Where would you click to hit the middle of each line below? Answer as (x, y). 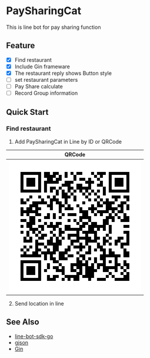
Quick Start (27, 112)
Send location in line (39, 304)
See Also (23, 322)
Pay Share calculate (39, 86)
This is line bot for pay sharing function (54, 27)
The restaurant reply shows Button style (63, 73)
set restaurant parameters (46, 79)
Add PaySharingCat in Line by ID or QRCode (68, 141)
